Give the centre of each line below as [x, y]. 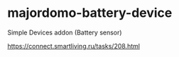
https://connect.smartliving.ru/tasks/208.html [74, 46]
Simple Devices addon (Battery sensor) [65, 32]
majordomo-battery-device [90, 13]
